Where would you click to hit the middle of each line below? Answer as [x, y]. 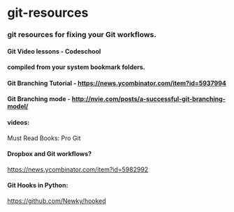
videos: [19, 123]
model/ [18, 107]
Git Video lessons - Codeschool [54, 51]
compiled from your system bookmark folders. [76, 67]
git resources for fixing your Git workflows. [82, 35]
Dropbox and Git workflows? [50, 154]
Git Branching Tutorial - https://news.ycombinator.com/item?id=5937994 [117, 83]
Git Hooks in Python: [38, 185]
